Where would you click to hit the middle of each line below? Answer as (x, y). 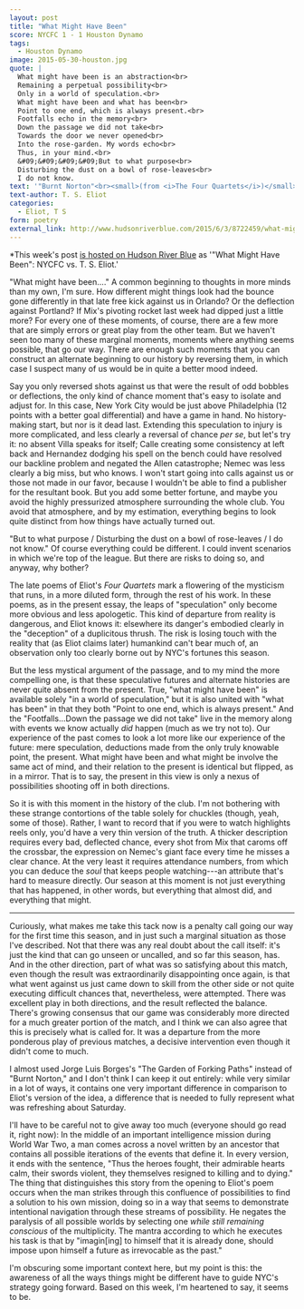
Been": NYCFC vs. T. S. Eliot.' (64, 264)
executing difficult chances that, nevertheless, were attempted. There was (148, 993)
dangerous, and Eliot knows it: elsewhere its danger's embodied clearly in (147, 623)
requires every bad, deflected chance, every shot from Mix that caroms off (148, 842)
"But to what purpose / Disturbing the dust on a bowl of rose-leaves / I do (146, 538)
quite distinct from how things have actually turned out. (112, 521)
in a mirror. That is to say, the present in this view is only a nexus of (134, 776)
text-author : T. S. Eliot (58, 195)
